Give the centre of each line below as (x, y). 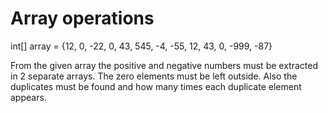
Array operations (82, 18)
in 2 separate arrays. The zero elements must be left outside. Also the (154, 76)
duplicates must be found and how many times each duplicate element (156, 86)
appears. (28, 97)
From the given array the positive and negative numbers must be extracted (164, 65)
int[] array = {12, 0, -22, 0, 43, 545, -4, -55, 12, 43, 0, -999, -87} (141, 46)
